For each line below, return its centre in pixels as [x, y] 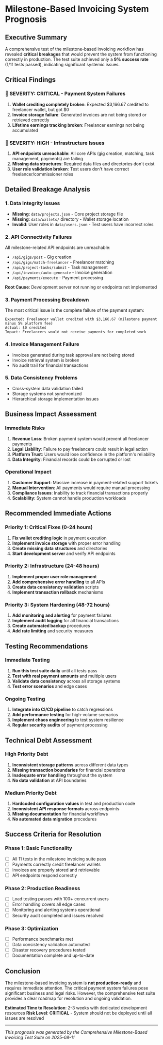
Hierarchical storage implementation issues [55, 399]
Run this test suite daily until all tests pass [55, 670]
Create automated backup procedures [51, 626]
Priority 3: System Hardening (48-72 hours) [57, 605]
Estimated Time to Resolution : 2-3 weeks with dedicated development [76, 1007]
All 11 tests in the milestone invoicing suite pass [59, 859]
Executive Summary [36, 37]
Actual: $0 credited [26, 328]
